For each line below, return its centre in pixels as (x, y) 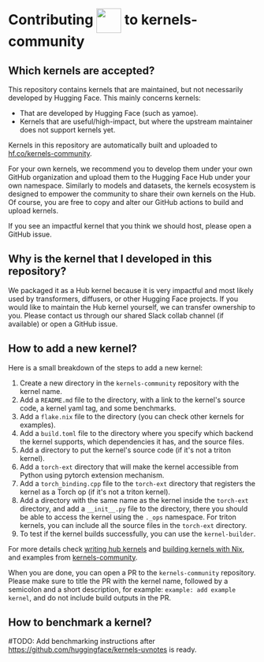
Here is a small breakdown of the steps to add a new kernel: (106, 367)
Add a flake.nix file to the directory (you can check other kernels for (132, 416)
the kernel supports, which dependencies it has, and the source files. (132, 441)
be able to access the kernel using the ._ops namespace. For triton (128, 517)
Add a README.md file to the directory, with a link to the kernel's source (132, 400)
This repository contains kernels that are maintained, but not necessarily (126, 89)
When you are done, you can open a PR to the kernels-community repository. (132, 572)
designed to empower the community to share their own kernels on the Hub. (132, 194)
